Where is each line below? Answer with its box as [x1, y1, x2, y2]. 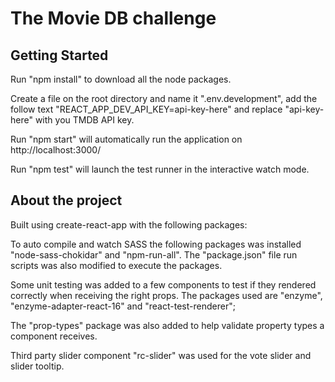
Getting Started [10, 47, 109, 64]
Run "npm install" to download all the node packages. [10, 73, 232, 85]
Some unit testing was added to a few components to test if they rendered [10, 278, 317, 291]
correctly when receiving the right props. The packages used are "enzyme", [10, 289, 323, 301]
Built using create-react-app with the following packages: [10, 218, 248, 231]
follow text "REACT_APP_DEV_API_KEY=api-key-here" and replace [10, 103, 283, 115]
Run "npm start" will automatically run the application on [10, 133, 243, 145]
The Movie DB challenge [10, 7, 217, 30]
